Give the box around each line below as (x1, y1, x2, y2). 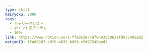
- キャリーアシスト (9, 21, 44, 26)
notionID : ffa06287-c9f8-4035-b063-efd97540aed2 (5, 40, 108, 45)
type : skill (5, 7, 30, 12)
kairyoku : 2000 (5, 12, 37, 17)
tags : (5, 16, 16, 21)
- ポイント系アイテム (9, 26, 47, 31)
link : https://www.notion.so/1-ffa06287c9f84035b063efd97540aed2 (5, 35, 143, 40)
